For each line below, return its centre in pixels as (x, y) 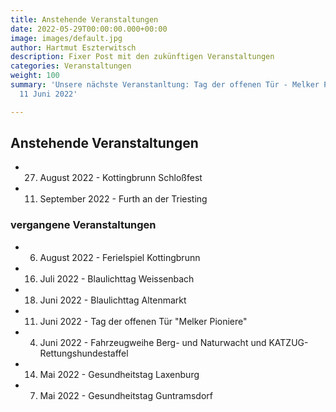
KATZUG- (288, 342)
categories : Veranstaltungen (71, 66)
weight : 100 (35, 76)
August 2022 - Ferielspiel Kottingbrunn (120, 257)
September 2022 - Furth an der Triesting (123, 199)
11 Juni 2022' (48, 94)
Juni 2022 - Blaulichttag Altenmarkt (113, 300)
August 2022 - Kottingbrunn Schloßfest (121, 178)
